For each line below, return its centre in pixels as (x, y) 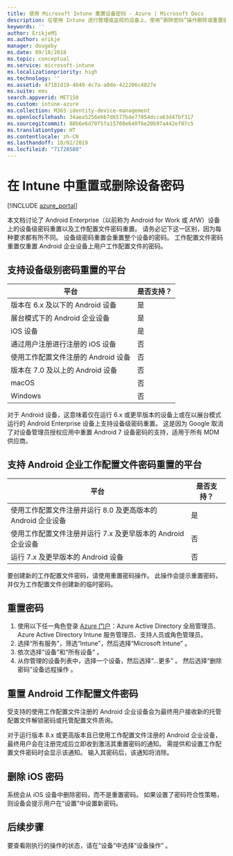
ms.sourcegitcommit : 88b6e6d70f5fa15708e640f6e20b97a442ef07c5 (101, 123)
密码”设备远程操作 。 (47, 670)
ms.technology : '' (34, 78)
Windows (26, 396)
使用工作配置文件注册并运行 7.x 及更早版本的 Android (97, 533)
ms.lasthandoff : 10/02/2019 (48, 143)
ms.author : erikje (34, 40)
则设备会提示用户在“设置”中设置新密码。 (65, 803)
